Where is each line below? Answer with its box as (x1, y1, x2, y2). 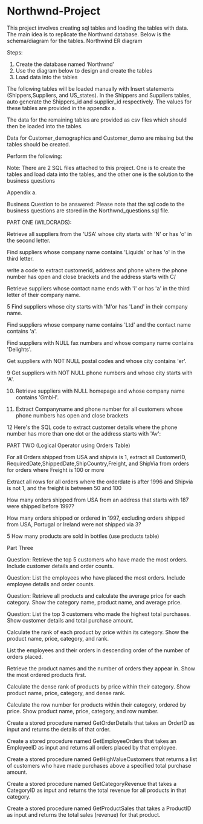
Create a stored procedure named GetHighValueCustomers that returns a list (7, 755, 198, 763)
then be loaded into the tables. (7, 122, 83, 129)
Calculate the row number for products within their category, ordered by (7, 701, 187, 708)
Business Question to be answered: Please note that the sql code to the (7, 200, 185, 208)
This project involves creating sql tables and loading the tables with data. (7, 24, 189, 31)
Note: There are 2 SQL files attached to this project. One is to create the (7, 164, 186, 171)
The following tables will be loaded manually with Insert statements (7, 85, 174, 92)
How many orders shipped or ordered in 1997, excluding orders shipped (7, 514, 185, 522)
